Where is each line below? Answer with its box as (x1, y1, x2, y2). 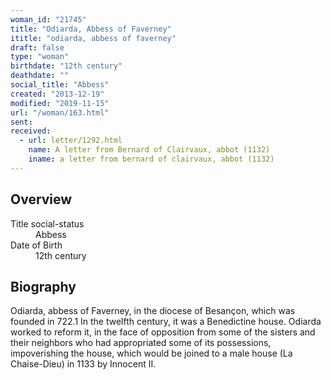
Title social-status (10, 217, 85, 230)
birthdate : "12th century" (10, 61, 123, 71)
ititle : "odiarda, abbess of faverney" (10, 33, 177, 43)
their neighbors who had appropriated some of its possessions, (10, 337, 272, 349)
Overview (10, 191, 73, 208)
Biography (10, 278, 77, 295)
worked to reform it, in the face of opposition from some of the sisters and (10, 326, 316, 338)
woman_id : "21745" (10, 14, 87, 25)
